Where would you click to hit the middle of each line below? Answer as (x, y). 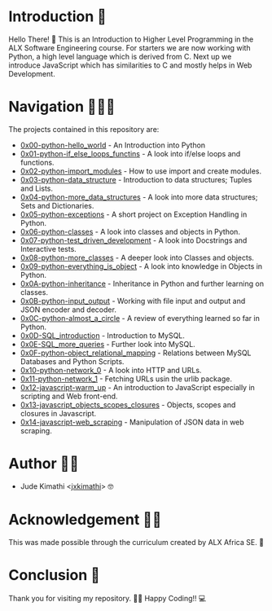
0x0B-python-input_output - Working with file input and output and (133, 301)
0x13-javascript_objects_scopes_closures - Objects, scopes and (128, 404)
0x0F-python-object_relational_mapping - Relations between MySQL (136, 353)
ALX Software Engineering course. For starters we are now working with (129, 47)
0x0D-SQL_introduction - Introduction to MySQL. (103, 335)
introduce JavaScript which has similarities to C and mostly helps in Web (130, 65)
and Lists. (37, 188)
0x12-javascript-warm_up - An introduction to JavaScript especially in (137, 387)
